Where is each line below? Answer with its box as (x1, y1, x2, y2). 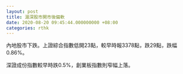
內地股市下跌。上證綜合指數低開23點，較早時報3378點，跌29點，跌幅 (6, 42, 178, 49)
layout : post (6, 8, 39, 15)
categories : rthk (6, 25, 49, 31)
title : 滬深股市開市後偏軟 (6, 14, 65, 20)
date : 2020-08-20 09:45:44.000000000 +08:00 (6, 19, 118, 25)
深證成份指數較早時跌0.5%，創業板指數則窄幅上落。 (6, 62, 134, 69)
